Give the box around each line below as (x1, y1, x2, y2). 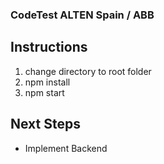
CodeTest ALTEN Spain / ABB (10, 8, 155, 22)
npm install (24, 76, 71, 88)
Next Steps (10, 116, 81, 133)
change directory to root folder (24, 65, 152, 77)
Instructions (10, 39, 88, 56)
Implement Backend (24, 142, 108, 154)
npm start (24, 86, 65, 98)
